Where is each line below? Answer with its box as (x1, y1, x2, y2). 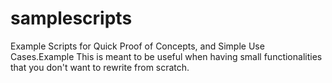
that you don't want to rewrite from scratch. (10, 61, 190, 73)
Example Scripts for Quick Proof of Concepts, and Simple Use (10, 40, 265, 52)
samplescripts (10, 7, 133, 30)
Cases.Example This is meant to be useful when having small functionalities (10, 50, 323, 62)
